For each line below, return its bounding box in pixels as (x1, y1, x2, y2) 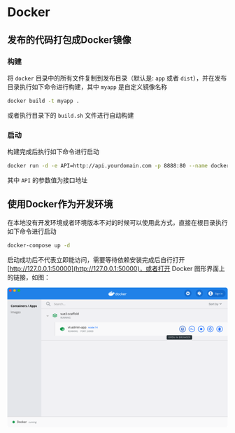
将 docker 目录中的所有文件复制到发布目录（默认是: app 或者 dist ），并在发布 (7, 74, 227, 82)
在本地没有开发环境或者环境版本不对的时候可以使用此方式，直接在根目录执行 (7, 218, 228, 226)
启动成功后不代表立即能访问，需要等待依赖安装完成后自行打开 (7, 255, 185, 263)
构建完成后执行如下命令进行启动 (7, 148, 99, 156)
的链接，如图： (7, 273, 50, 281)
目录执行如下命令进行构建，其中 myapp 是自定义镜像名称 (7, 82, 168, 91)
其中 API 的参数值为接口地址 (7, 176, 88, 184)
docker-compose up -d (7, 242, 71, 249)
